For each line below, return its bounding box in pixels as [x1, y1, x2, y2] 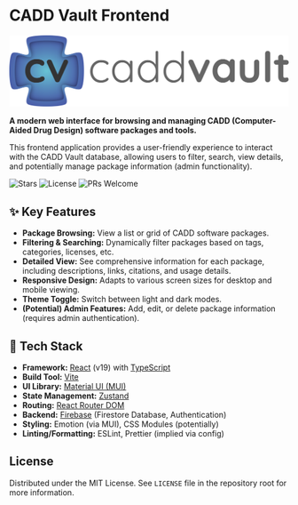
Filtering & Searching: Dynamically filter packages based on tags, [21, 237, 264, 248]
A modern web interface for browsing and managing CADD [9, 116, 231, 126]
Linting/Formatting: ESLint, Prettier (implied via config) [21, 429, 224, 439]
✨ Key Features [9, 204, 96, 219]
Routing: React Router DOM [21, 400, 125, 411]
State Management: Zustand [21, 390, 129, 401]
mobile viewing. [21, 285, 80, 295]
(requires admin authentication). [21, 313, 140, 324]
